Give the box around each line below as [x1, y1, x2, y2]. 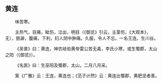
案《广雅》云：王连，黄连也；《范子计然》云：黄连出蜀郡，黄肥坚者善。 [14, 73, 160, 79]
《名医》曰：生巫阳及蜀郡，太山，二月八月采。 [14, 62, 110, 68]
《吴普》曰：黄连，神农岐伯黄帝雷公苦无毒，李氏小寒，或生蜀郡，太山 [14, 46, 158, 52]
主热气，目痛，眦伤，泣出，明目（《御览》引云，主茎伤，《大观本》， [14, 29, 151, 35]
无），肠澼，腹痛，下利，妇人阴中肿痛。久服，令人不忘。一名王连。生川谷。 [5, 35, 159, 41]
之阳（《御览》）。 [5, 52, 38, 57]
